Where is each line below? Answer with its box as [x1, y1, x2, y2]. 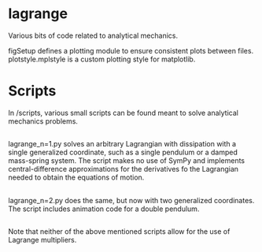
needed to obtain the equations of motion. [8, 172, 145, 182]
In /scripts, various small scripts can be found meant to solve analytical [8, 108, 238, 117]
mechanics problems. [8, 116, 79, 126]
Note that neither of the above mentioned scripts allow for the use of [8, 227, 231, 236]
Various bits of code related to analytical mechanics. [8, 31, 179, 40]
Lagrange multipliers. [8, 235, 77, 245]
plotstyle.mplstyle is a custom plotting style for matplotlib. [8, 54, 196, 64]
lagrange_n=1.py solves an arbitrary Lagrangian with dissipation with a [8, 139, 237, 149]
